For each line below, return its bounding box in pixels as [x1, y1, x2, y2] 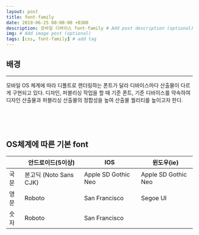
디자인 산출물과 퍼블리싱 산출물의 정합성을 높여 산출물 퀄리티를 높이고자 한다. [6, 96, 184, 103]
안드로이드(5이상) [28, 158, 75, 167]
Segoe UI [141, 194, 167, 202]
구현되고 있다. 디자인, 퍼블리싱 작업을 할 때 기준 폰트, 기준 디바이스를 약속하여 [12, 89, 191, 96]
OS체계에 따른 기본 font [6, 139, 89, 149]
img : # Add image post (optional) [6, 31, 92, 37]
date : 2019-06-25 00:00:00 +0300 [6, 19, 89, 25]
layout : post [6, 8, 38, 15]
